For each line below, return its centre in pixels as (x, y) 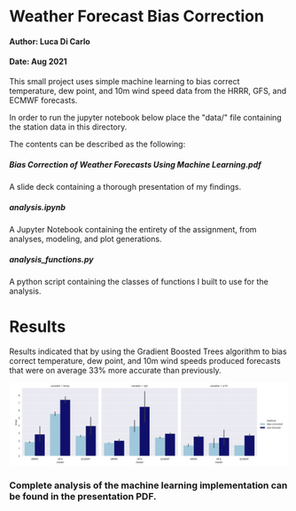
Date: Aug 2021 (39, 62)
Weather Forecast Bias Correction (136, 16)
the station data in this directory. (68, 127)
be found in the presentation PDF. (83, 497)
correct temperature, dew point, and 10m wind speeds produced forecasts (145, 360)
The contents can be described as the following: (97, 144)
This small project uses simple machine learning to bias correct (125, 81)
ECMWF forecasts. (43, 100)
